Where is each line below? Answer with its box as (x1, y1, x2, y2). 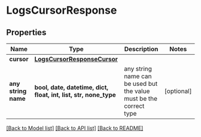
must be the (123, 95, 157, 102)
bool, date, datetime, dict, (34, 83, 109, 91)
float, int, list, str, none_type (34, 91, 117, 99)
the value (123, 87, 150, 95)
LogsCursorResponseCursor (34, 55, 118, 63)
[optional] (164, 87, 192, 95)
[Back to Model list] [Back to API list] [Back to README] (6, 124, 144, 132)
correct (123, 102, 145, 110)
